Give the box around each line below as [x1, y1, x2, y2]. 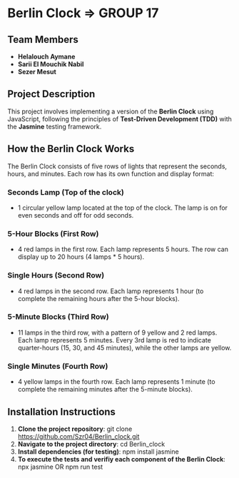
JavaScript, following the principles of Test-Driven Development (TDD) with [7, 114, 232, 123]
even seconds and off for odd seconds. [17, 210, 134, 219]
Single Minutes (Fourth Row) [7, 361, 108, 371]
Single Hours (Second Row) [7, 270, 105, 280]
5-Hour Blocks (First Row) [7, 228, 99, 238]
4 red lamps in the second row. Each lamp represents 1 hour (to [17, 287, 204, 295]
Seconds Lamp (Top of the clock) [7, 187, 125, 197]
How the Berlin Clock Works [7, 143, 135, 155]
